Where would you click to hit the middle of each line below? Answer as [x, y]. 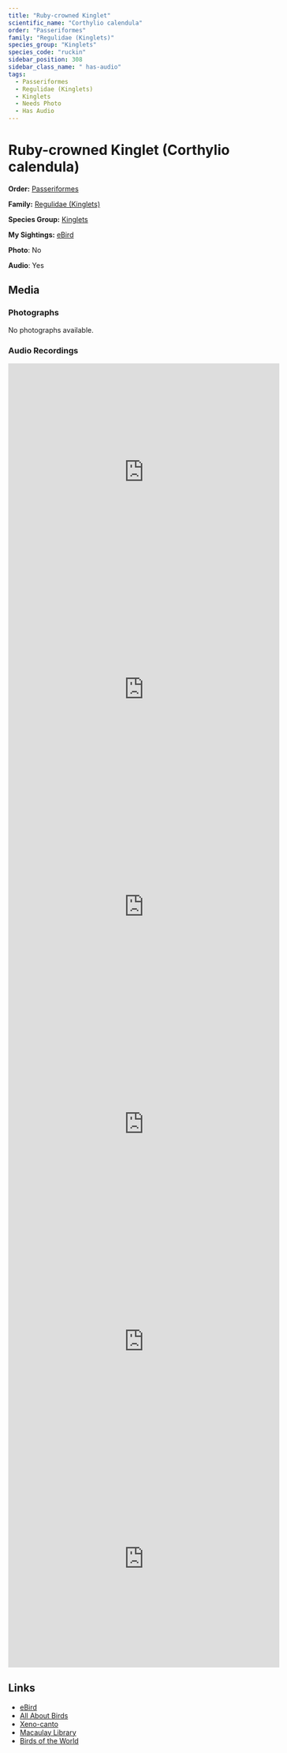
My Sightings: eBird [41, 235]
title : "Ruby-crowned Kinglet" [60, 15]
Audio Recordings [43, 350]
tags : [17, 74]
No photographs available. [51, 330]
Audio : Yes [26, 265]
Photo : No [25, 250]
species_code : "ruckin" [47, 52]
